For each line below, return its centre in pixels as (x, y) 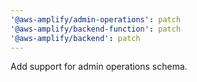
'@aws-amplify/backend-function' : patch (96, 29)
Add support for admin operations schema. (99, 67)
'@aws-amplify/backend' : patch (75, 38)
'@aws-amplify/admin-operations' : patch (96, 19)
